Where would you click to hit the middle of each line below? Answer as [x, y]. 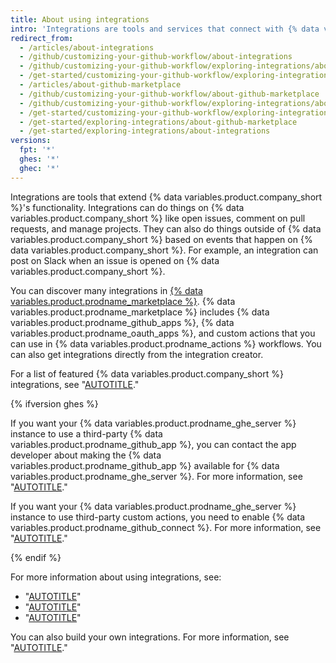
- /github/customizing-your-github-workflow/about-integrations [156, 57]
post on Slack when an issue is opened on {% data [115, 260]
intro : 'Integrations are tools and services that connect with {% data [165, 29]
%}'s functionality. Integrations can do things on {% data [127, 207]
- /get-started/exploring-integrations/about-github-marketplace [158, 122]
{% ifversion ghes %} [54, 403]
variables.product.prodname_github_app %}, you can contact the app [153, 444]
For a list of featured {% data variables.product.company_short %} [147, 373]
